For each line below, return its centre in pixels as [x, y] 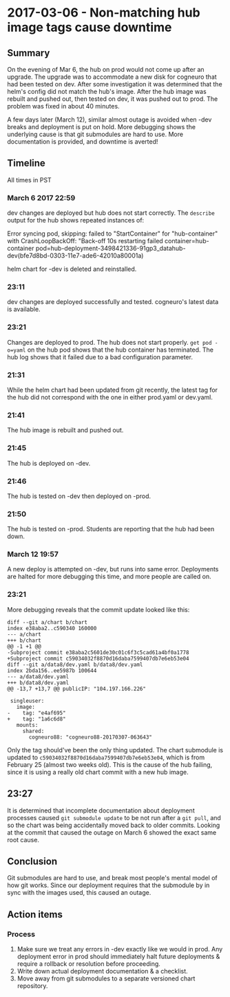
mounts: [27, 725]
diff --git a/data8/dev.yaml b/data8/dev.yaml [75, 665]
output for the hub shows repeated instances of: [76, 220]
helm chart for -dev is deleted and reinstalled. [72, 269]
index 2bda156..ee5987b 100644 [52, 671]
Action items [35, 914]
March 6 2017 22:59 [41, 198]
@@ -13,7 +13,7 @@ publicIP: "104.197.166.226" [77, 689]
